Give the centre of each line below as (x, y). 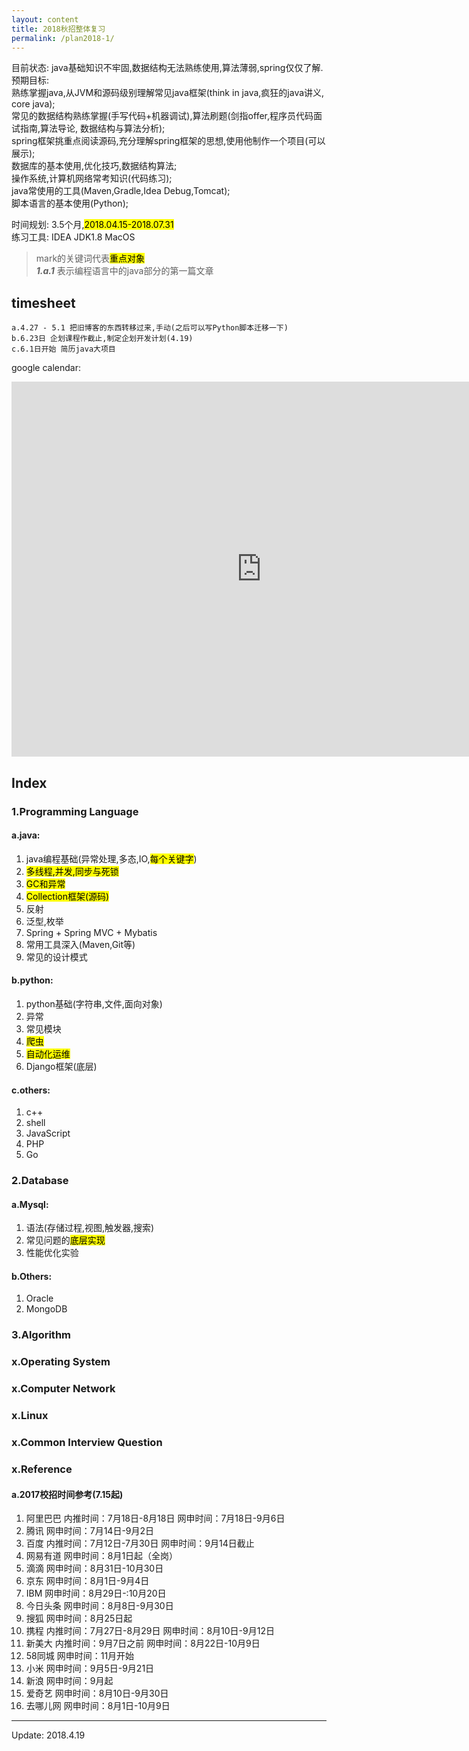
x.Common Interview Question (87, 1443)
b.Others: (32, 1276)
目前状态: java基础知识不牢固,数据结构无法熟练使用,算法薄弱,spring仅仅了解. (167, 68)
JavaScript (48, 1133)
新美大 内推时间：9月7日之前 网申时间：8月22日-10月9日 (143, 1643)
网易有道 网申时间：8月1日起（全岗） (102, 1556)
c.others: (31, 1090)
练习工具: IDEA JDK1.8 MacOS (73, 237)
